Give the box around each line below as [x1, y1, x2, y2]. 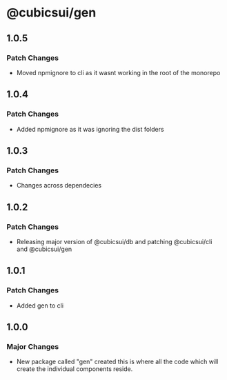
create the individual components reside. [16, 365, 133, 373]
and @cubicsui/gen [16, 245, 72, 253]
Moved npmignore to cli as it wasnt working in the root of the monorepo [16, 68, 221, 77]
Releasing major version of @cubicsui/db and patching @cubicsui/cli [16, 237, 213, 246]
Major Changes [6, 341, 59, 351]
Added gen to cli [16, 301, 63, 310]
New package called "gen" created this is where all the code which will [16, 357, 219, 366]
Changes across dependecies [16, 181, 101, 190]
